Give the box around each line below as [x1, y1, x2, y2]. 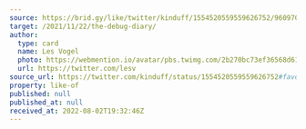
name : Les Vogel [17, 47, 79, 56]
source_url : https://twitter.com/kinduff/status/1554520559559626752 [9, 73, 280, 82]
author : [9, 30, 39, 39]
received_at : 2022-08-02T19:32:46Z [9, 106, 145, 115]
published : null [9, 89, 71, 98]
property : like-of [9, 81, 79, 90]
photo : [17, 55, 43, 64]
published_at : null [9, 97, 84, 107]
